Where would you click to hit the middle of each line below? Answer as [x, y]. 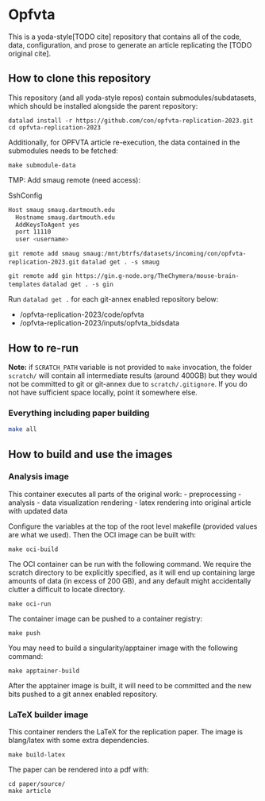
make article [30, 791]
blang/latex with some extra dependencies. [79, 741]
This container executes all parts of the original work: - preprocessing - [125, 494]
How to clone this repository [80, 78]
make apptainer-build [44, 671]
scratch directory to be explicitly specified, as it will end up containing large [132, 572]
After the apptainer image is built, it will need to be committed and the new [130, 685]
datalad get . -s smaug [121, 262]
